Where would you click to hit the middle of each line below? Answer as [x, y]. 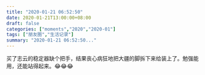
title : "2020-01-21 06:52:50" [45, 12]
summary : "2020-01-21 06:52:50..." [52, 40]
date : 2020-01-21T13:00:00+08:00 [49, 18]
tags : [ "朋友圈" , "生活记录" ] [40, 35]
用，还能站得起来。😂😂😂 [40, 66]
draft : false [23, 23]
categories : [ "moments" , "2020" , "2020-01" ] [61, 29]
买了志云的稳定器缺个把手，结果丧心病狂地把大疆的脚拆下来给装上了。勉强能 [103, 58]
